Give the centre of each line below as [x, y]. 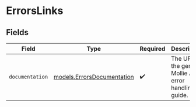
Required [153, 49]
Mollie [179, 73]
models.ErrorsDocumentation [94, 77]
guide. [180, 95]
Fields [17, 32]
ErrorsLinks [35, 11]
